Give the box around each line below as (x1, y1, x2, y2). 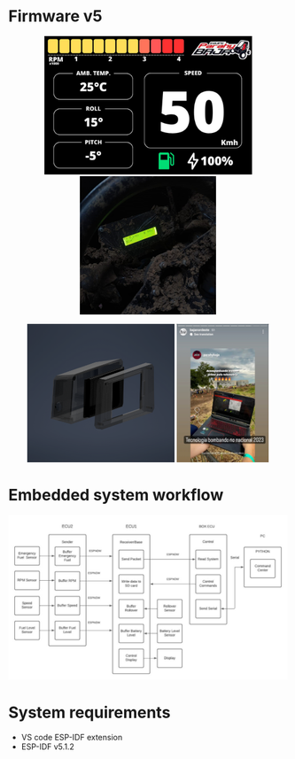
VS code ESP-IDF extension (20, 732, 123, 743)
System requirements (8, 702, 171, 723)
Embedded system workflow (8, 485, 224, 506)
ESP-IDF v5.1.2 (20, 741, 74, 752)
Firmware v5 (8, 6, 103, 27)
